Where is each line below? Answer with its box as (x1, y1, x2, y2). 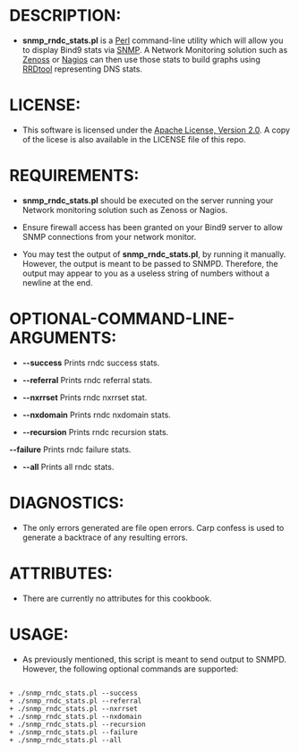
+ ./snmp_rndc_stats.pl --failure (9, 727, 139, 737)
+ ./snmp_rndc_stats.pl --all (9, 735, 123, 744)
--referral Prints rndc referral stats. (21, 374, 153, 385)
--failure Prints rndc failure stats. (9, 444, 132, 455)
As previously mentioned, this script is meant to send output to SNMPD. (21, 654, 286, 664)
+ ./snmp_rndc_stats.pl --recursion (9, 720, 146, 729)
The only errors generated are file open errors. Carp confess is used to (21, 522, 285, 533)
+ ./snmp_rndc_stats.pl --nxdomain (9, 712, 142, 721)
